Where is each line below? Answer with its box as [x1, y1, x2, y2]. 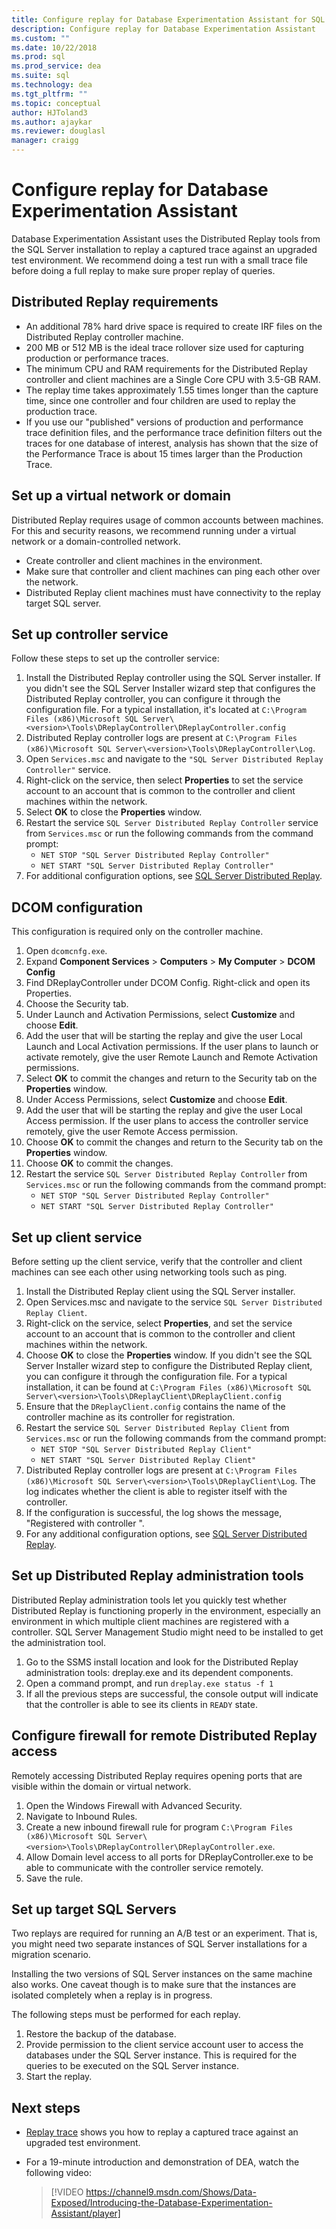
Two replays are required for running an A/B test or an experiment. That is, [11, 1927, 318, 1940]
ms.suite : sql [11, 71, 71, 81]
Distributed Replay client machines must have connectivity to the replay [25, 586, 322, 598]
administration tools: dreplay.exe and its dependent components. [25, 1666, 294, 1678]
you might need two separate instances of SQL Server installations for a [11, 1938, 308, 1950]
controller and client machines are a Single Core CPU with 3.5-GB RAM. [25, 373, 321, 385]
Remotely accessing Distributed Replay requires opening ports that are [11, 1769, 303, 1781]
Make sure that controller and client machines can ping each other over [25, 565, 321, 577]
